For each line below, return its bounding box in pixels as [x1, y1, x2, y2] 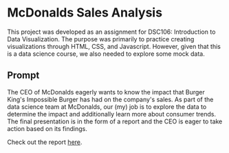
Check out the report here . [7, 138, 83, 146]
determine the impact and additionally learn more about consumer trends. [7, 110, 217, 118]
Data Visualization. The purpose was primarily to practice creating [7, 34, 195, 43]
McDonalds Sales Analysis [7, 5, 163, 21]
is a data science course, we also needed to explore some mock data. [7, 50, 205, 58]
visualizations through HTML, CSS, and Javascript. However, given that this [7, 42, 221, 50]
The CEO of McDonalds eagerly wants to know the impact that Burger [7, 88, 205, 96]
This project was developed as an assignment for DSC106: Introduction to [7, 28, 216, 36]
